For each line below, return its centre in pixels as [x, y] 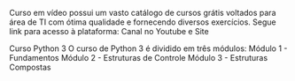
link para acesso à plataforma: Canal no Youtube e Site [109, 31]
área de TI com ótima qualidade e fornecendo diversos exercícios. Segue [143, 22]
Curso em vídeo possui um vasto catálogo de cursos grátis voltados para [143, 13]
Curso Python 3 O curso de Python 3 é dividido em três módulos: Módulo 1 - [148, 48]
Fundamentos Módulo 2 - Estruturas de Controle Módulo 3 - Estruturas [139, 58]
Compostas [30, 67]
